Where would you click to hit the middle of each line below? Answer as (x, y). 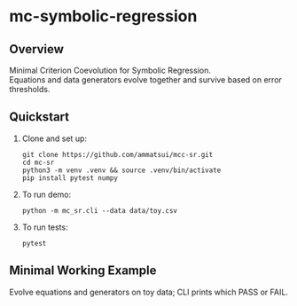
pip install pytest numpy (70, 178)
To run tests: (45, 227)
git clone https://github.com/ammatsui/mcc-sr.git (117, 154)
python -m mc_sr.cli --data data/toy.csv (99, 210)
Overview (37, 49)
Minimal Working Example (83, 271)
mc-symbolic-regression (103, 16)
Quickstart (39, 117)
